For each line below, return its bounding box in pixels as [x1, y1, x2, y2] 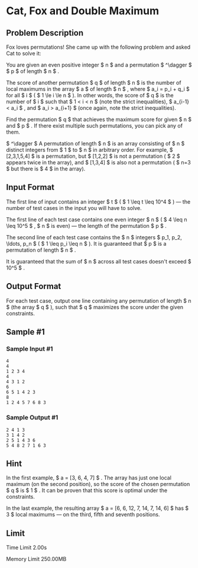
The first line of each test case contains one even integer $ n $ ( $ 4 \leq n [6, 215, 187, 223]
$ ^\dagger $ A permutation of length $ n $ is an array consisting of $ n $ [6, 140, 185, 147]
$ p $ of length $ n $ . [6, 68, 60, 75]
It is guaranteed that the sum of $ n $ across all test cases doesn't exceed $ [6, 258, 191, 265]
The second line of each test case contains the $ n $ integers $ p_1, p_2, [6, 233, 182, 241]
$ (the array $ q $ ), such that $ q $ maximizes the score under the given [6, 303, 184, 310]
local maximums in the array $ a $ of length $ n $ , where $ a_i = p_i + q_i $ [6, 85, 190, 93]
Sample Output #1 [6, 414, 59, 422]
